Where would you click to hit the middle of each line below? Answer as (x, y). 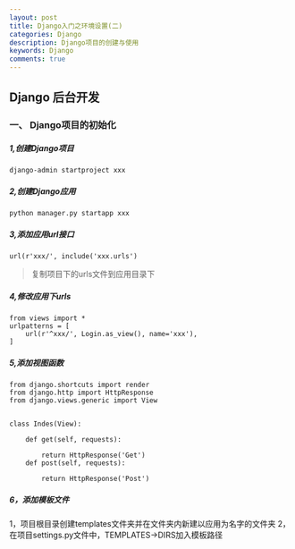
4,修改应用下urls (40, 296)
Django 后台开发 (55, 98)
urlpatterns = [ (39, 326)
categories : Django (46, 34)
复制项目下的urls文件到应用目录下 (93, 274)
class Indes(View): (46, 424)
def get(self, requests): (74, 440)
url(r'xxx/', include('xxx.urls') (74, 257)
